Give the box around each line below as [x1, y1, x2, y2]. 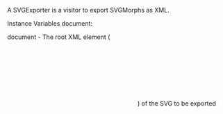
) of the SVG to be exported [138, 99, 217, 107]
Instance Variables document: [7, 19, 92, 27]
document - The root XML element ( [7, 33, 110, 41]
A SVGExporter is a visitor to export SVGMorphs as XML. [7, 6, 170, 14]
